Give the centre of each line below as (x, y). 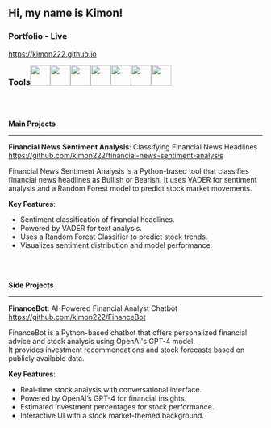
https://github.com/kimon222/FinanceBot (77, 317)
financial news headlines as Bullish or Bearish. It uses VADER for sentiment (133, 179)
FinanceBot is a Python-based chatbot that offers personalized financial (128, 332)
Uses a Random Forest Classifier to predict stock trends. (114, 237)
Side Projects (31, 285)
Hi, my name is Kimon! (66, 13)
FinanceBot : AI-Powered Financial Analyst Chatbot (93, 308)
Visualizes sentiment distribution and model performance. (116, 245)
